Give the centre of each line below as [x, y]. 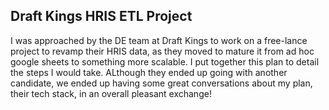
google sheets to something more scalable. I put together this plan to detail [165, 61]
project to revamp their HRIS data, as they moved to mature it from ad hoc [162, 51]
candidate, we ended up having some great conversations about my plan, [161, 83]
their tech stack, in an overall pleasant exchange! [111, 93]
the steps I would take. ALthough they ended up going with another [149, 72]
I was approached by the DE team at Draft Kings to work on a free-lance [159, 40]
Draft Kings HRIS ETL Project [101, 16]
